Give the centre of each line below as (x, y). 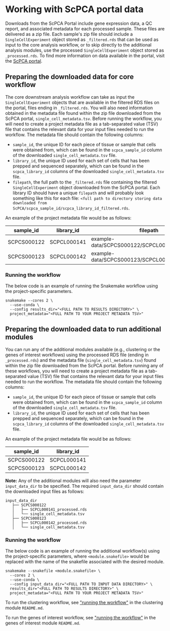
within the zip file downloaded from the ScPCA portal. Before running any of (84, 365)
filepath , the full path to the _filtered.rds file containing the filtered (84, 182)
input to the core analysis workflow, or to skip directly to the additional (78, 45)
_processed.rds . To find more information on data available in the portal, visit (85, 55)
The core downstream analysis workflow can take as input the (70, 97)
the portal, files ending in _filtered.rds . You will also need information (79, 108)
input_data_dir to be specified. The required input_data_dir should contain (84, 486)
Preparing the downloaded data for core (70, 77)
